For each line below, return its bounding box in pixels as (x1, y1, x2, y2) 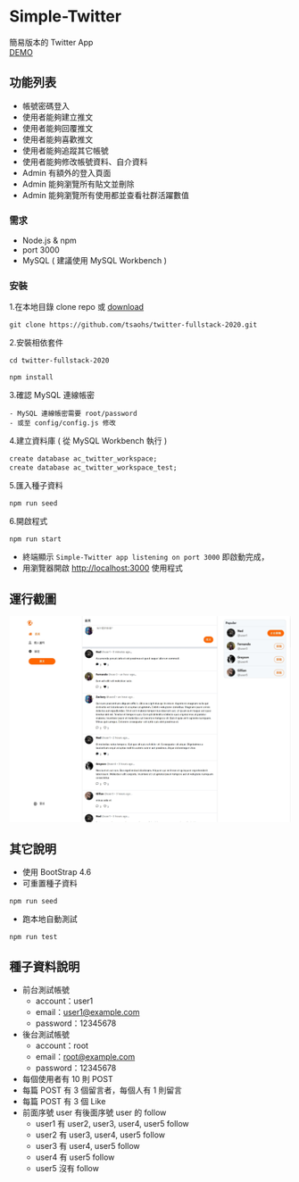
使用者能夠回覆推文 (21, 122, 94, 133)
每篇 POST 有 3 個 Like (21, 1096, 106, 1107)
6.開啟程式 (9, 516, 48, 527)
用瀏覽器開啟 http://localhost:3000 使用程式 (21, 562, 183, 573)
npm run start (9, 535, 62, 544)
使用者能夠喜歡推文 (21, 134, 94, 145)
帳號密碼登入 (21, 100, 70, 111)
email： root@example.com (35, 1052, 136, 1062)
